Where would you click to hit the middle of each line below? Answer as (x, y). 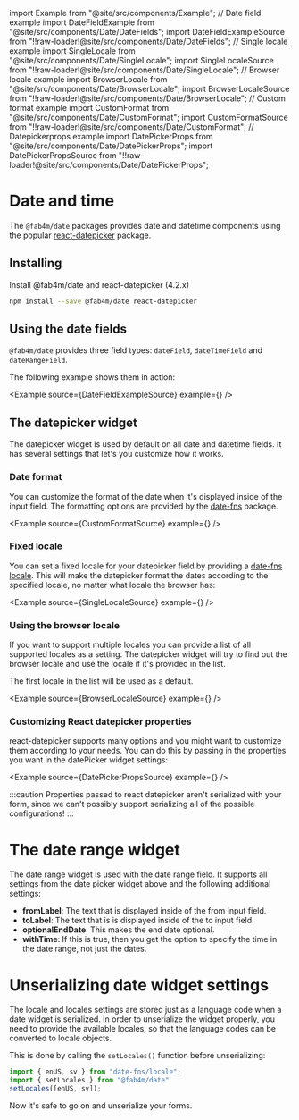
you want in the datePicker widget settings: (89, 760)
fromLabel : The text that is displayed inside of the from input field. (144, 911)
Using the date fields (68, 329)
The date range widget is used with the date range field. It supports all (138, 874)
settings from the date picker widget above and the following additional (140, 884)
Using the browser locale (65, 625)
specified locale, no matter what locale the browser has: (112, 585)
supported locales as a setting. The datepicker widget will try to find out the (149, 654)
